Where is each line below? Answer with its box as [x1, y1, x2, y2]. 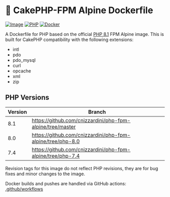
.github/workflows [5, 186, 44, 192]
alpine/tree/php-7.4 [32, 152, 80, 159]
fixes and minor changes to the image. [5, 171, 86, 177]
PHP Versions [5, 93, 50, 102]
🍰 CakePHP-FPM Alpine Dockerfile [5, 5, 153, 16]
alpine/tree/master [32, 123, 76, 130]
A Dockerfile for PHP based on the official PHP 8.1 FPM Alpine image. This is [5, 31, 164, 37]
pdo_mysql [12, 57, 36, 63]
